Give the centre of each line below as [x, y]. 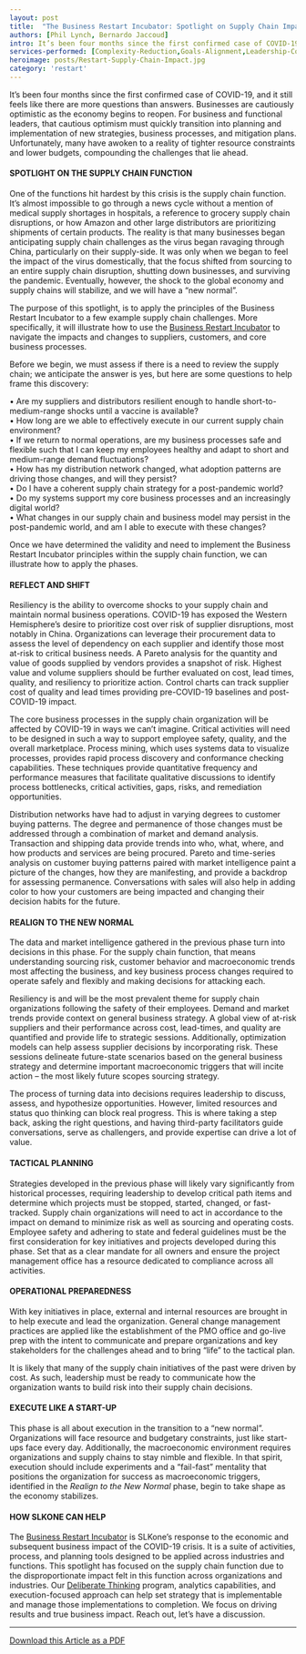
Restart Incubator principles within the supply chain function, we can [138, 554]
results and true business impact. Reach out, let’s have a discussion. [138, 1614]
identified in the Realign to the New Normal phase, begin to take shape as [148, 1487]
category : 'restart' [49, 69]
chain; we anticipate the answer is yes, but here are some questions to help [151, 374]
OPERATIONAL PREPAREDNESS [71, 1291]
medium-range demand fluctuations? [79, 460]
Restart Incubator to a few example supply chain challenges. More [133, 318]
